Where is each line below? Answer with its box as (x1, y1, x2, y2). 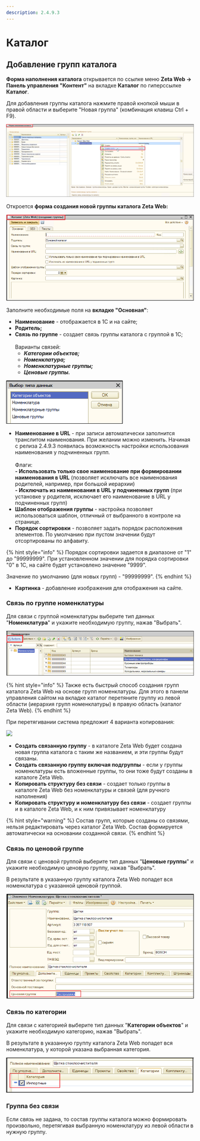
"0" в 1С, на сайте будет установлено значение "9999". (6, 561, 147, 568)
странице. (14, 518, 40, 525)
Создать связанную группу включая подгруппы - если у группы (14, 761, 183, 768)
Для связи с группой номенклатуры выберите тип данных (6, 612, 155, 620)
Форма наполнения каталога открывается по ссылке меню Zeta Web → (6, 75, 192, 83)
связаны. (14, 755, 38, 762)
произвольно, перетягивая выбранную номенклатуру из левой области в (6, 1122, 194, 1129)
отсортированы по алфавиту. (14, 537, 89, 544)
